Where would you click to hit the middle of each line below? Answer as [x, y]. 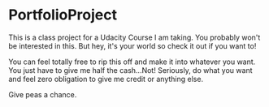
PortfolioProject [63, 15]
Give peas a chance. [43, 94]
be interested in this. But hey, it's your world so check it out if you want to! [132, 45]
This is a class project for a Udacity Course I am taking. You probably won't [134, 37]
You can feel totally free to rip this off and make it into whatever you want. [132, 62]
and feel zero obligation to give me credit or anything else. [106, 79]
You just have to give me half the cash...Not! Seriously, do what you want [130, 70]
